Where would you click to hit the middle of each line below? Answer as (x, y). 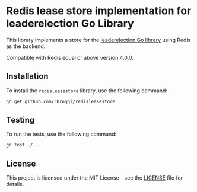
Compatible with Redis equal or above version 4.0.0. (70, 57)
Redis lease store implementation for (99, 11)
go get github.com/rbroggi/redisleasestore (61, 101)
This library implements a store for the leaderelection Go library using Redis (99, 40)
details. (15, 184)
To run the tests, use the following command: (61, 134)
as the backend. (26, 46)
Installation (27, 76)
